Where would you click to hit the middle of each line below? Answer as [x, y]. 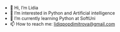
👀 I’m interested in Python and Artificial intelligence [62, 13]
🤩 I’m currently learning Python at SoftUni [53, 18]
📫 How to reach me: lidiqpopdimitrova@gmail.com [62, 24]
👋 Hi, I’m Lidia [24, 8]
